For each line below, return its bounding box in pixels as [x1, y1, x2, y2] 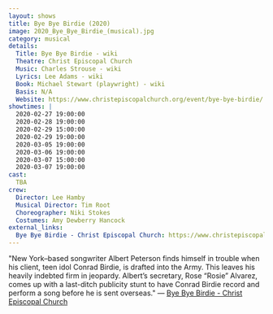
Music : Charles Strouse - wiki [15, 65, 122, 73]
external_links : [8, 224, 63, 232]
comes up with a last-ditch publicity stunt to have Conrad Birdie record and [8, 280, 260, 289]
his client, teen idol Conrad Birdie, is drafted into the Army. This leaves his [8, 262, 256, 272]
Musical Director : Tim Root [15, 201, 111, 209]
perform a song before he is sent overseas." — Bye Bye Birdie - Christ [8, 288, 243, 298]
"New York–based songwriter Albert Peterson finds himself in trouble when [8, 254, 260, 263]
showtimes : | [8, 102, 53, 111]
